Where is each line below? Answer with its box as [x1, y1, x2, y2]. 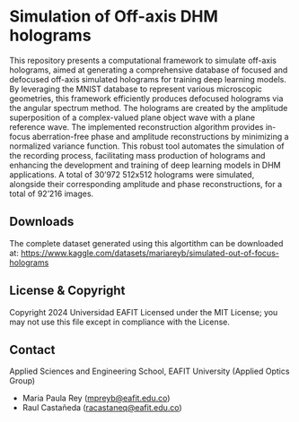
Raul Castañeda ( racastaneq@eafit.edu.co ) [22, 402, 182, 413]
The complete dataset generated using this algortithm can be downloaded [9, 237, 284, 248]
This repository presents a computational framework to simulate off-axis [9, 55, 277, 65]
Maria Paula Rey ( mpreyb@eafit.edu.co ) [22, 392, 171, 404]
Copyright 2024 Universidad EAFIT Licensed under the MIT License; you [9, 306, 278, 317]
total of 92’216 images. [9, 188, 94, 199]
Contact [9, 342, 56, 357]
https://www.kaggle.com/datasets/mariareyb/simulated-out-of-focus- [21, 247, 280, 258]
